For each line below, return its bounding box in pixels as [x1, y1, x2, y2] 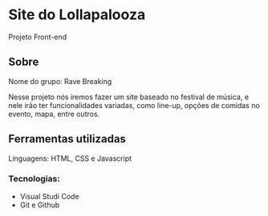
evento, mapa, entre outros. [8, 109, 100, 118]
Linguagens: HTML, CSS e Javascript [8, 154, 132, 163]
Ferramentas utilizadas [8, 132, 127, 146]
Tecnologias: [8, 174, 60, 185]
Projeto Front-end [8, 32, 67, 42]
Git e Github [19, 200, 60, 210]
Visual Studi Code [19, 191, 79, 201]
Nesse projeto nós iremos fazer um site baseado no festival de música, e [8, 92, 250, 102]
